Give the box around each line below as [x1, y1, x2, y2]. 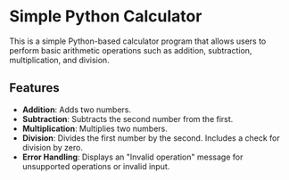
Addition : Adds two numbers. [21, 104, 132, 115]
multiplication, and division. [9, 54, 110, 65]
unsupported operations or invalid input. [21, 160, 170, 171]
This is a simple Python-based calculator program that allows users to [9, 36, 267, 46]
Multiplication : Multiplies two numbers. [21, 123, 168, 134]
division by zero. [21, 142, 83, 152]
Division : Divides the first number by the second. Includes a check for [21, 132, 280, 143]
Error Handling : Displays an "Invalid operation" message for [21, 151, 244, 162]
